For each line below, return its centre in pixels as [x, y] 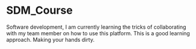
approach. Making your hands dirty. [51, 39]
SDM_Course [40, 10]
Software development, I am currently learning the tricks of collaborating [96, 27]
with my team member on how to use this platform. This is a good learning [98, 33]
